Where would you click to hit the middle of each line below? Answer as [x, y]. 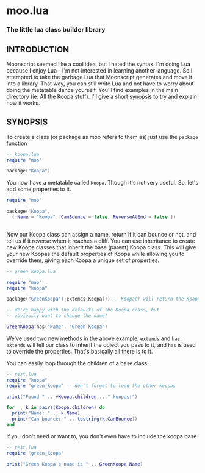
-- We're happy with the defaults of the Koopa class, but [83, 310]
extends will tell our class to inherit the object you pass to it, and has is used [101, 344]
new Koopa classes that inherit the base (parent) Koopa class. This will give [101, 247]
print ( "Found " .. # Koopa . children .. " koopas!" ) [72, 397]
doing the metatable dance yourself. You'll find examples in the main [92, 90]
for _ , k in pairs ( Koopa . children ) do [56, 408]
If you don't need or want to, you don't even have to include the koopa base [102, 436]
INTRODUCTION [38, 49]
